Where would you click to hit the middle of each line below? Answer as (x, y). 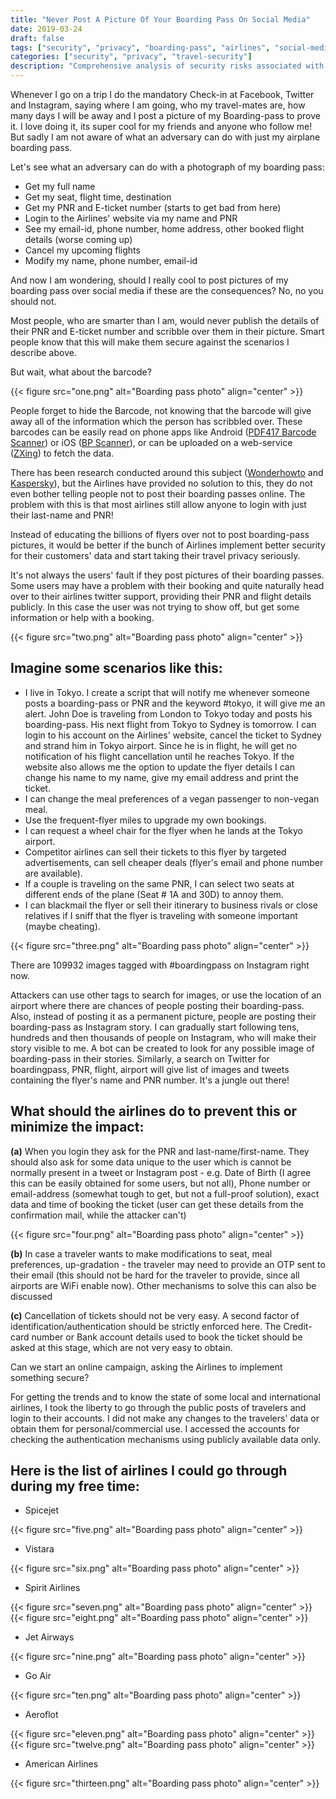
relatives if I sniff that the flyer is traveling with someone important (161, 915)
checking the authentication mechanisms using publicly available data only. (166, 1439)
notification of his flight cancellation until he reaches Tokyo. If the (159, 756)
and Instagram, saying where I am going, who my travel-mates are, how (158, 105)
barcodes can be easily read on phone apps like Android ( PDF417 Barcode (163, 432)
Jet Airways (49, 1637)
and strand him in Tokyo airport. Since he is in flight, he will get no (161, 745)
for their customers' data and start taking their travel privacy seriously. (155, 555)
